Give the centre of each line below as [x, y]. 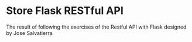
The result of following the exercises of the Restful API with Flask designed [96, 27]
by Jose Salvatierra [29, 33]
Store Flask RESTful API [65, 11]
